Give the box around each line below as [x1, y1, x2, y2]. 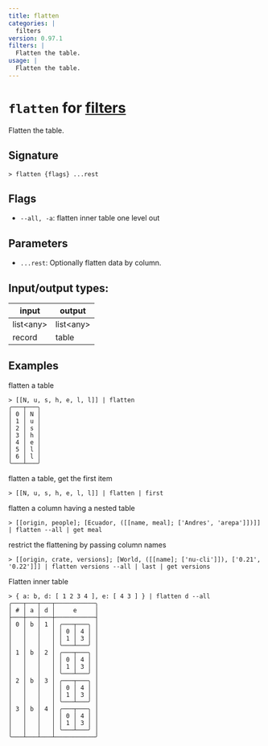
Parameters [8, 237, 68, 250]
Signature [8, 149, 59, 163]
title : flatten [8, 11, 60, 20]
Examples [8, 359, 59, 373]
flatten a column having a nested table [8, 503, 135, 513]
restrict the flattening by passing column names [8, 540, 167, 550]
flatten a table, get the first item [8, 473, 113, 483]
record [12, 332, 38, 343]
